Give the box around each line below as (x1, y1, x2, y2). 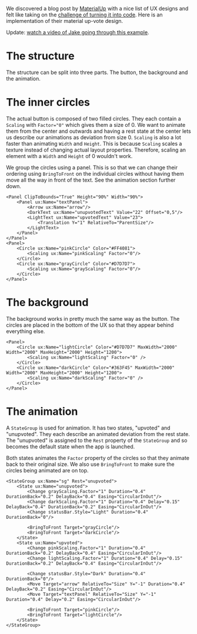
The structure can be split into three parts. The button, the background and (6, 69, 188, 76)
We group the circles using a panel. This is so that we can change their (6, 164, 178, 171)
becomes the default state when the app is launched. (6, 443, 135, 450)
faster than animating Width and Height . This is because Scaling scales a (6, 140, 182, 147)
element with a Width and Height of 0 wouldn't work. (6, 152, 133, 159)
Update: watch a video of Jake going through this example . (6, 29, 149, 36)
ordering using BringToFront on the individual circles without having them (6, 170, 184, 177)
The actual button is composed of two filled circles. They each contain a (6, 115, 181, 122)
